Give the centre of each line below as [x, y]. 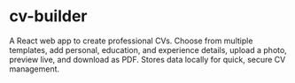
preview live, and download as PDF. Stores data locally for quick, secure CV [147, 59]
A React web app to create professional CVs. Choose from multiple [131, 41]
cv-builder [48, 16]
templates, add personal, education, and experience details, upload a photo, [148, 49]
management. [35, 69]
